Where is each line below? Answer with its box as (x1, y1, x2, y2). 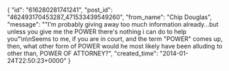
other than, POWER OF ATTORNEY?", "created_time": (7, 49, 159, 57)
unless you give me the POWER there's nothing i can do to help (7, 27, 187, 35)
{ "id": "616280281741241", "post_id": (7, 6, 112, 14)
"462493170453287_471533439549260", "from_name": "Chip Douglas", (7, 13, 212, 21)
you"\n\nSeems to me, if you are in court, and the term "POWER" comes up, (7, 35, 223, 43)
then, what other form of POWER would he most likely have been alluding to (7, 42, 223, 50)
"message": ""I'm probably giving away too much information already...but (7, 20, 219, 28)
